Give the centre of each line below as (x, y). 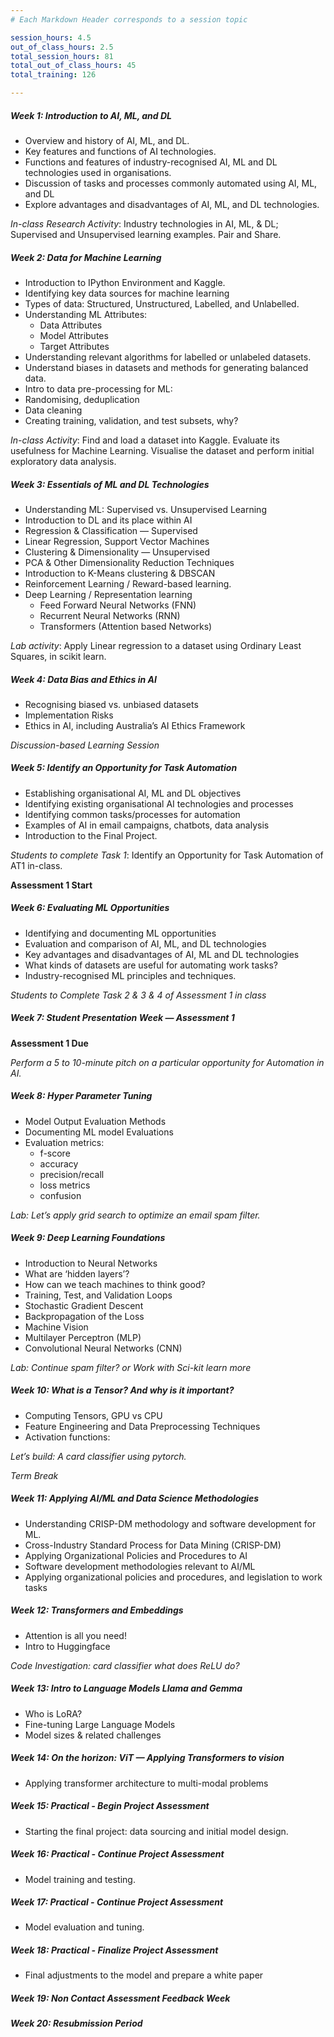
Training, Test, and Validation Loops (98, 1295)
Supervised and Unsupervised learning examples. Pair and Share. (146, 234)
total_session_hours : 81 (62, 56)
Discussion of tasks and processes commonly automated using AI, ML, (171, 183)
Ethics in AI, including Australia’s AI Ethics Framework (135, 725)
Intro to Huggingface (67, 1646)
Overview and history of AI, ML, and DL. (107, 140)
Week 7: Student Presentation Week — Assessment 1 (122, 1018)
